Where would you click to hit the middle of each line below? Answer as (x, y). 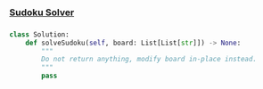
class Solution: (39, 34)
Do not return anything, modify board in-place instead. (149, 60)
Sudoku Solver (42, 12)
